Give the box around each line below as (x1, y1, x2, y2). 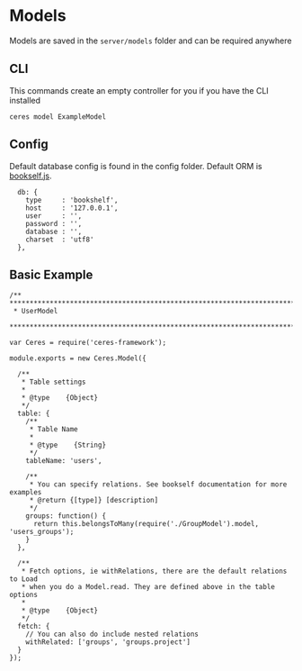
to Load (9, 575, 39, 584)
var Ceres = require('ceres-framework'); (9, 339, 167, 348)
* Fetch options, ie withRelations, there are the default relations (21, 567, 288, 576)
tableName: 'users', (25, 457, 102, 466)
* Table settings (21, 377, 87, 387)
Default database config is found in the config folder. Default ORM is (9, 160, 262, 171)
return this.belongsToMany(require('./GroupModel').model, (32, 520, 259, 529)
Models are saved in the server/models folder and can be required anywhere (9, 35, 292, 46)
